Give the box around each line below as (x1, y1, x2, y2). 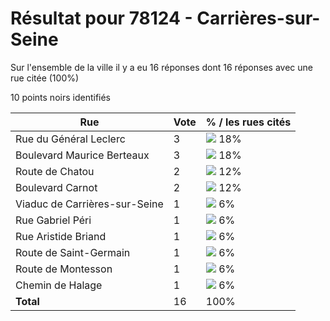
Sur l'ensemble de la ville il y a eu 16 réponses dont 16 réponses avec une (10, 61, 313, 73)
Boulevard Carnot (15, 180, 98, 194)
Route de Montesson (15, 262, 113, 276)
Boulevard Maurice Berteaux (15, 148, 150, 162)
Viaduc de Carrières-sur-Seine (15, 197, 164, 211)
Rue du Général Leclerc (15, 132, 126, 146)
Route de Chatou (15, 164, 95, 178)
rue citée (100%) (10, 72, 80, 84)
